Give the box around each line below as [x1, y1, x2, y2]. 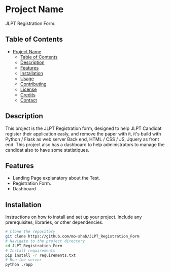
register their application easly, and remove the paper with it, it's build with [5, 130, 161, 137]
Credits [20, 91, 36, 97]
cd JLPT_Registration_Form [5, 243, 62, 248]
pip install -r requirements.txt [5, 253, 76, 258]
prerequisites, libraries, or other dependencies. [5, 219, 104, 225]
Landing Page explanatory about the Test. [12, 175, 100, 181]
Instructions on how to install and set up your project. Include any [5, 214, 142, 220]
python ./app [5, 262, 33, 267]
